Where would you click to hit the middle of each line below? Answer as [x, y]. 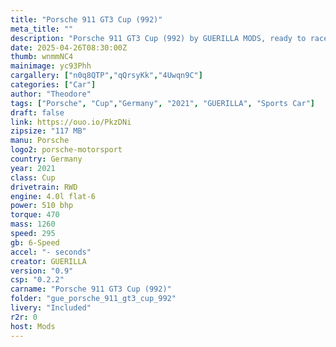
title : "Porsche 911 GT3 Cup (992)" [86, 19]
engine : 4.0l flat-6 [53, 196]
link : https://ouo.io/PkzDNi [71, 122]
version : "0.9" [42, 271]
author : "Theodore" [51, 94]
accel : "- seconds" [51, 252]
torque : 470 [35, 215]
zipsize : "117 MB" [48, 131]
